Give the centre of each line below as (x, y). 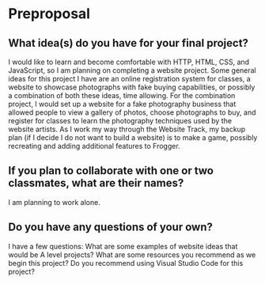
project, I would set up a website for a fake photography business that (122, 104)
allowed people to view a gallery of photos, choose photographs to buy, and (132, 112)
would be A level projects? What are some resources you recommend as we (132, 255)
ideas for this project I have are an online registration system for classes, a (129, 79)
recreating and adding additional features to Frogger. (94, 146)
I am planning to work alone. (54, 202)
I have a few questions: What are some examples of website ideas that (123, 246)
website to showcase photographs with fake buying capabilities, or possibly (132, 87)
